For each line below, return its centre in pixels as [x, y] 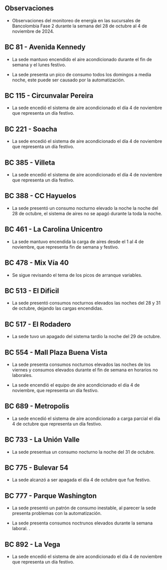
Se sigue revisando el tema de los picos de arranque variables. [77, 275]
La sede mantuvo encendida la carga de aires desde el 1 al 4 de [78, 242]
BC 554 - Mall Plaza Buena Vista [56, 352]
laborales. [22, 375]
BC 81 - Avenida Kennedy [45, 47]
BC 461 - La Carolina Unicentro [54, 229]
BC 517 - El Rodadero [38, 324]
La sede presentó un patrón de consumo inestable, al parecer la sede [84, 508]
